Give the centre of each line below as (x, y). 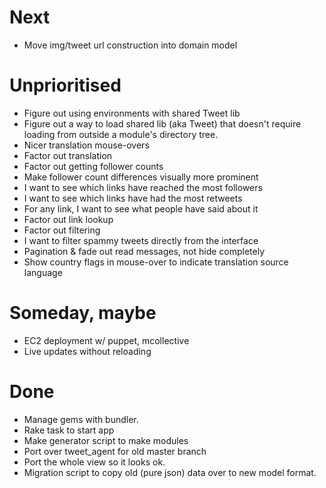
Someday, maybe (83, 313)
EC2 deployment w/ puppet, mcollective (106, 340)
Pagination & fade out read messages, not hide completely (144, 251)
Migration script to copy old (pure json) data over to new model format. (170, 472)
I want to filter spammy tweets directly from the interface (141, 240)
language (43, 272)
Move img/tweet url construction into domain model (130, 45)
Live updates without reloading (87, 351)
